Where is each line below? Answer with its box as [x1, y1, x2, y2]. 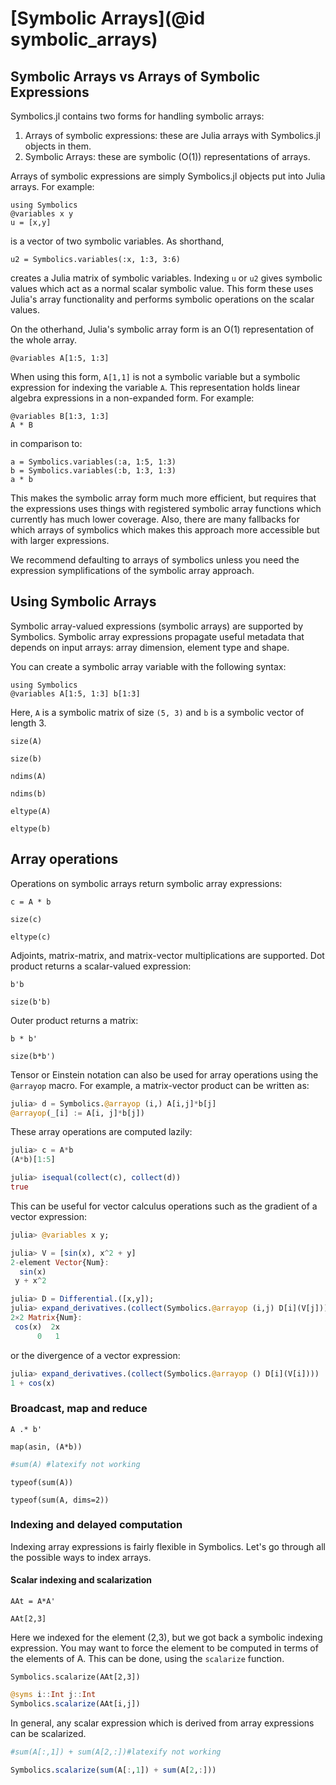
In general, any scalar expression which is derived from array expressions [10, 1717, 315, 1729]
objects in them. [24, 140, 92, 152]
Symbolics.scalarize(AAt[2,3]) [10, 1672, 141, 1682]
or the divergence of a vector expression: [10, 1349, 181, 1361]
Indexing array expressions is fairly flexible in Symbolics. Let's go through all [10, 1540, 326, 1552]
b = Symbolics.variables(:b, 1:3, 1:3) [10, 466, 177, 476]
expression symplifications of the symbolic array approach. [10, 565, 255, 576]
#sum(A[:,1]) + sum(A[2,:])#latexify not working [10, 1747, 222, 1757]
